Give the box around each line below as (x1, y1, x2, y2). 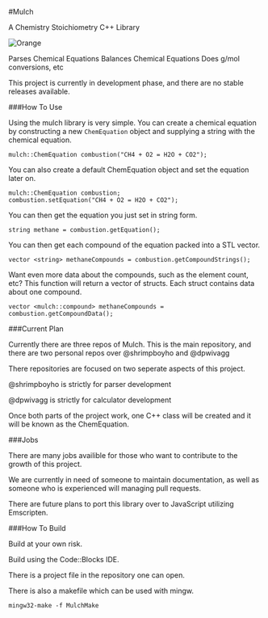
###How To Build (8, 523, 66, 532)
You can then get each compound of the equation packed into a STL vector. (8, 240, 261, 250)
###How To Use (8, 103, 63, 111)
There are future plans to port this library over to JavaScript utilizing (8, 499, 234, 508)
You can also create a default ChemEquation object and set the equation (8, 165, 249, 174)
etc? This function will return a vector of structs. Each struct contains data (8, 279, 255, 288)
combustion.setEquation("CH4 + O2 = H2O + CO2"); (8, 196, 179, 204)
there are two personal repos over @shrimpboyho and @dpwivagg (8, 348, 230, 358)
